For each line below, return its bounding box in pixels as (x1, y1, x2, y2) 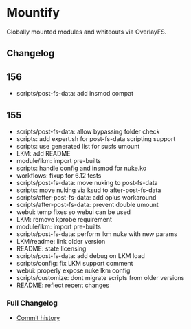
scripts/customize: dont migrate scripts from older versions (16, 273, 185, 282)
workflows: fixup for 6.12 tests (16, 171, 102, 180)
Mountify (6, 5, 60, 21)
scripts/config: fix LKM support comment (16, 259, 133, 267)
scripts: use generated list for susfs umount (16, 142, 140, 150)
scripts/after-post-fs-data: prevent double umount (16, 200, 159, 209)
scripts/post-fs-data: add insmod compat (16, 89, 134, 98)
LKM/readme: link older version (16, 237, 106, 245)
